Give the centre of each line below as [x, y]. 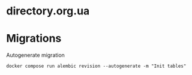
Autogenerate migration [35, 55]
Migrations [34, 39]
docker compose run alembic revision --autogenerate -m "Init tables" [96, 66]
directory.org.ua [48, 11]
